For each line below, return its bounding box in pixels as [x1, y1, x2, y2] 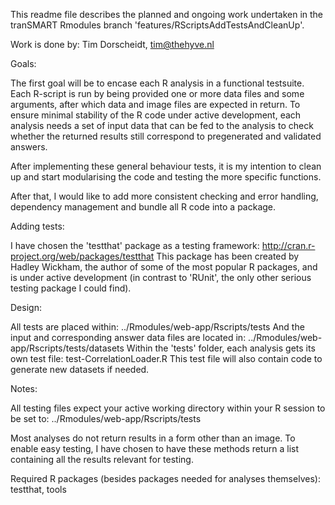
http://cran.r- [261, 240, 316, 251]
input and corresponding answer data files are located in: [10, 332, 247, 343]
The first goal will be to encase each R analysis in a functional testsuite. [10, 77, 305, 89]
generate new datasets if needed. [10, 364, 150, 375]
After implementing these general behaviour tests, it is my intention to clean [10, 160, 322, 172]
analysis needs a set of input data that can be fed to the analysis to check [10, 120, 314, 131]
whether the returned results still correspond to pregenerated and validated [10, 130, 322, 142]
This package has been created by [156, 250, 300, 262]
